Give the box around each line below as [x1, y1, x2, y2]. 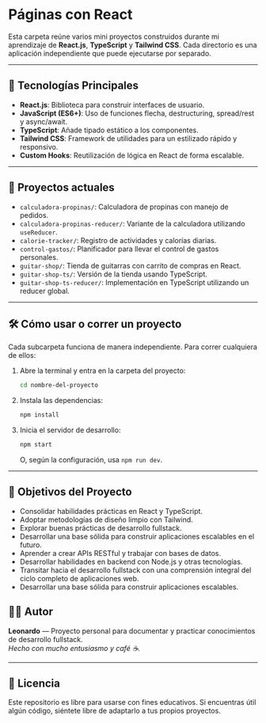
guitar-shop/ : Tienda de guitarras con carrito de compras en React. [19, 261, 241, 270]
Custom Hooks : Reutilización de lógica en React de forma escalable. [19, 150, 245, 160]
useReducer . [19, 227, 58, 237]
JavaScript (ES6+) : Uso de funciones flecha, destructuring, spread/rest [19, 108, 255, 118]
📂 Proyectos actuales [8, 181, 115, 195]
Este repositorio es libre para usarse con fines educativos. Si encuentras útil [8, 698, 256, 707]
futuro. [19, 540, 42, 550]
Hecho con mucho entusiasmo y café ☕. [8, 643, 141, 653]
